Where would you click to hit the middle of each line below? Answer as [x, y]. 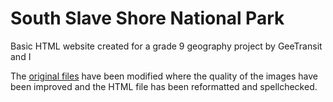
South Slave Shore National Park [147, 18]
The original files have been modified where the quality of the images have [164, 76]
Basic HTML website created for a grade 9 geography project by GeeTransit [166, 46]
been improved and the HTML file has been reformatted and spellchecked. [164, 86]
